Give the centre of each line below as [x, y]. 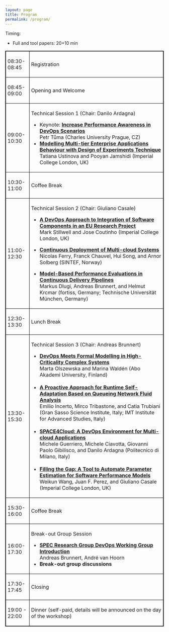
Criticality [52, 363]
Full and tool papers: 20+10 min [45, 43]
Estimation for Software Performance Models [95, 476]
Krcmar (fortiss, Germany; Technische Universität [98, 293]
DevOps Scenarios [62, 131]
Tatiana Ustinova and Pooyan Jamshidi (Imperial [96, 156]
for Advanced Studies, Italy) [72, 419]
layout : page [19, 10]
